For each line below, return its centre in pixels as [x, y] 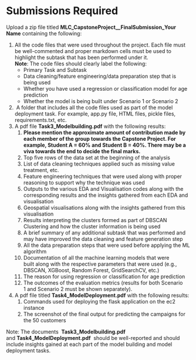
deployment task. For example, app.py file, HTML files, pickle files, [95, 114]
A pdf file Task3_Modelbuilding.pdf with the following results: [90, 126]
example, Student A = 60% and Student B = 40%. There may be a [104, 145]
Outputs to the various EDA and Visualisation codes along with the [103, 189]
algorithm [35, 251]
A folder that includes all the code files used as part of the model [94, 107]
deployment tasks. [28, 350]
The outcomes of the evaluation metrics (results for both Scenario [103, 283]
